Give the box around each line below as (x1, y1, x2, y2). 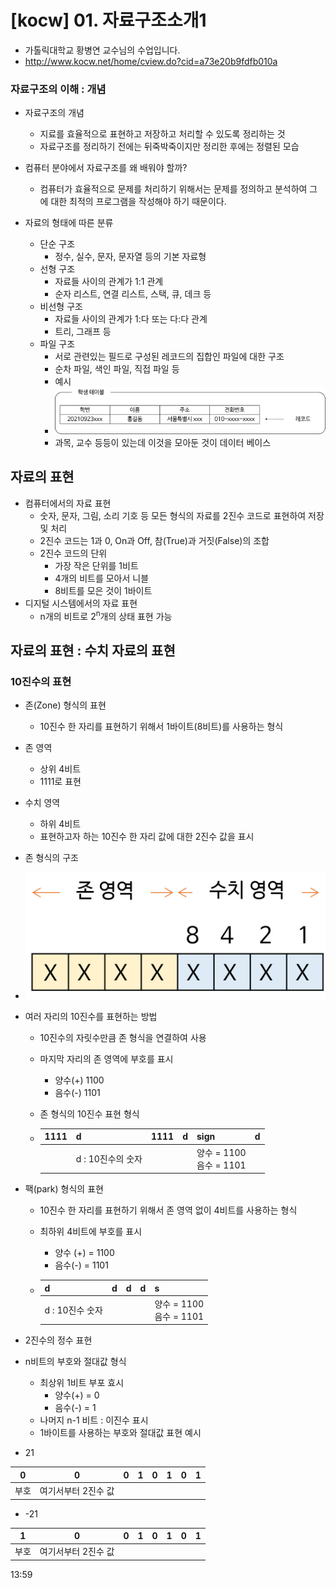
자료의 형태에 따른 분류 (24, 217, 114, 229)
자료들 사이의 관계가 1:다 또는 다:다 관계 (54, 313, 208, 325)
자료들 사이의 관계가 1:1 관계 (54, 276, 164, 288)
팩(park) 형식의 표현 (24, 1183, 104, 1195)
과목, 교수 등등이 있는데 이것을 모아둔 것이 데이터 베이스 (54, 437, 272, 449)
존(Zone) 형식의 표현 (24, 699, 107, 711)
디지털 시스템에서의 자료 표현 (24, 597, 138, 609)
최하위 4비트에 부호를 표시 (39, 1226, 143, 1238)
